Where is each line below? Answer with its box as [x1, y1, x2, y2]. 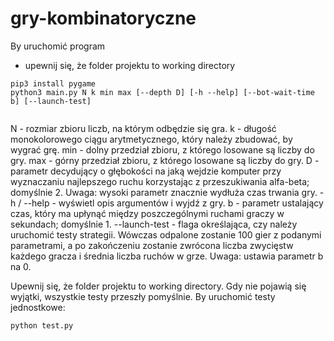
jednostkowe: [10, 301, 66, 313]
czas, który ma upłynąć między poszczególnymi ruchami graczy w [10, 207, 285, 219]
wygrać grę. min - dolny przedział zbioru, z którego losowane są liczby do [10, 143, 315, 156]
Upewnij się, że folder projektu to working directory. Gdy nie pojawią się [10, 280, 307, 292]
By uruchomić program [10, 40, 106, 52]
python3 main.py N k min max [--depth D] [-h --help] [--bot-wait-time [10, 87, 315, 97]
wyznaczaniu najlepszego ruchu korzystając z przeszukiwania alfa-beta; [10, 175, 310, 187]
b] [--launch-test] [10, 96, 92, 106]
